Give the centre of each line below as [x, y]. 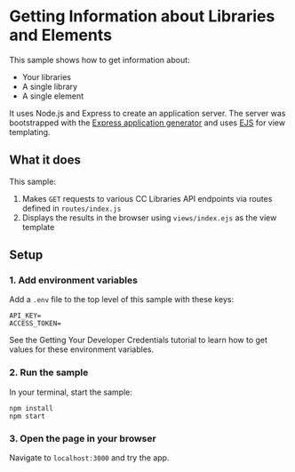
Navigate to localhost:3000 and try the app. [89, 458]
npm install [31, 408]
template [38, 227]
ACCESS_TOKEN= [36, 324]
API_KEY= [25, 316]
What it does [45, 160]
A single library [50, 86]
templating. [30, 132]
